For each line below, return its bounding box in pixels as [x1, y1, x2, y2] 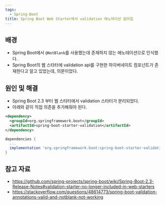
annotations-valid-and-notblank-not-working [12, 194, 104, 200]
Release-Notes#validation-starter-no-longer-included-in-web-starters [12, 183, 155, 189]
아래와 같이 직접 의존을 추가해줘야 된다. [12, 104, 87, 110]
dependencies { [5, 136, 36, 142]
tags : [5, 7, 16, 12]
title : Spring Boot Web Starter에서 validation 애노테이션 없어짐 [5, 16, 134, 21]
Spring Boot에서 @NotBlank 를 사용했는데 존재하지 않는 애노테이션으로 [12, 50, 146, 56]
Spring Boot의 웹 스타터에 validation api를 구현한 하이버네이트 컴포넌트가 [12, 62, 154, 68]
